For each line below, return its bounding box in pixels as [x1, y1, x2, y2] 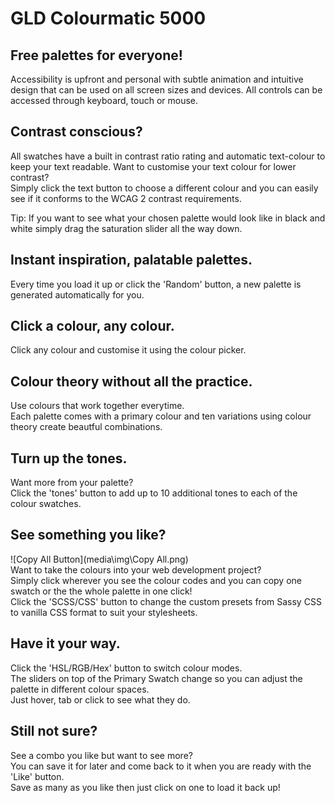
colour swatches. [10, 498, 82, 510]
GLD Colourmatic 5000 [10, 7, 207, 30]
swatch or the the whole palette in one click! [10, 585, 193, 597]
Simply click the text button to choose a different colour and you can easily [10, 182, 319, 194]
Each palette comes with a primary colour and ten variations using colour [10, 410, 312, 422]
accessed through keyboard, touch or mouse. [10, 95, 199, 106]
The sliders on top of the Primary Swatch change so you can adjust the [10, 672, 303, 684]
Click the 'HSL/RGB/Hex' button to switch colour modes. [10, 662, 243, 674]
